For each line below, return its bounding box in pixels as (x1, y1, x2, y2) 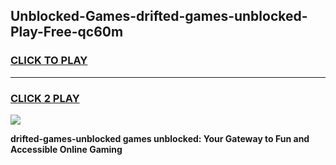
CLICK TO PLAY (10, 54, 88, 68)
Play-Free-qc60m (10, 24, 124, 41)
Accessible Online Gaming (10, 143, 123, 155)
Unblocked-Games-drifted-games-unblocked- (10, 8, 308, 25)
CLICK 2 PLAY (10, 91, 80, 105)
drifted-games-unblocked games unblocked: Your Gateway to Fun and (10, 132, 310, 144)
